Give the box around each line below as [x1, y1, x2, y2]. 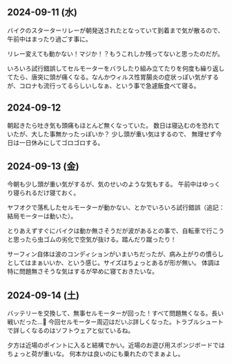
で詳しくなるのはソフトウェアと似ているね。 [7, 327, 135, 335]
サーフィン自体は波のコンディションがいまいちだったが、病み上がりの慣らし [7, 250, 224, 258]
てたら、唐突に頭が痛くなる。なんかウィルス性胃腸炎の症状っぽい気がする [7, 73, 219, 81]
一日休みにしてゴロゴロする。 [19, 138, 104, 146]
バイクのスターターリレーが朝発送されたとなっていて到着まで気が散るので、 [7, 26, 224, 35]
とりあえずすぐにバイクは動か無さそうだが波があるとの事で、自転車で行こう [7, 227, 225, 235]
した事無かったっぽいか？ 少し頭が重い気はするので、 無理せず [37, 130, 216, 138]
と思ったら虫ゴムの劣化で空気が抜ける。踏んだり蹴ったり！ [7, 236, 177, 244]
